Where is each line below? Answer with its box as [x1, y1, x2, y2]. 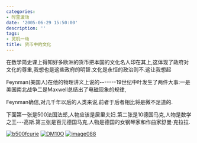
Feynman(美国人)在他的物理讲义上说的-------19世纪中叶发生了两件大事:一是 [6, 78, 190, 86]
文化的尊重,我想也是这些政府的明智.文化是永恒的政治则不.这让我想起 [6, 66, 172, 73]
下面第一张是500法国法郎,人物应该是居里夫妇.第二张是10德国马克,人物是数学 [6, 110, 192, 118]
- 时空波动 [6, 14, 30, 20]
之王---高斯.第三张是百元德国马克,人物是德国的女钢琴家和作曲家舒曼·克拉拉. [6, 118, 190, 125]
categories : [6, 8, 35, 15]
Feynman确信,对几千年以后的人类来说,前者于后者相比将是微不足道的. [6, 98, 173, 105]
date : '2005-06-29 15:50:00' [6, 19, 78, 25]
